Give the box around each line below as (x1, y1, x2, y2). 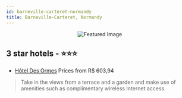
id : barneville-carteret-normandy (6, 8, 92, 15)
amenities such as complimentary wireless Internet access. (20, 85, 167, 92)
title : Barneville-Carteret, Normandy (6, 14, 102, 20)
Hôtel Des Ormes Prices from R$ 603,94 (14, 67, 114, 74)
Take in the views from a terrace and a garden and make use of (20, 78, 177, 86)
